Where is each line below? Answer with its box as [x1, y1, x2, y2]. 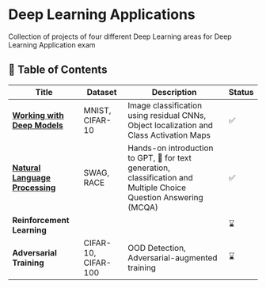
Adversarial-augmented [127, 252, 218, 263]
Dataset [86, 86, 117, 97]
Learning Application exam [8, 40, 96, 49]
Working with [12, 109, 65, 120]
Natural [12, 162, 41, 173]
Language [12, 172, 51, 183]
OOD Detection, [127, 242, 186, 253]
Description [151, 86, 197, 97]
